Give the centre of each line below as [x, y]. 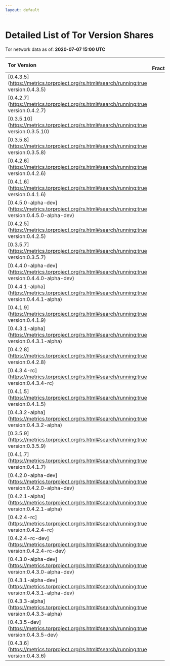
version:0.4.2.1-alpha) [35, 509]
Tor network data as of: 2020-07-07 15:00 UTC [55, 49]
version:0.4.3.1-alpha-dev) [41, 593]
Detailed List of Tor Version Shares [80, 35]
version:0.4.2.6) [27, 173]
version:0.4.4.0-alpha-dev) [41, 278]
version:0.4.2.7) [27, 110]
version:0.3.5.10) [29, 131]
